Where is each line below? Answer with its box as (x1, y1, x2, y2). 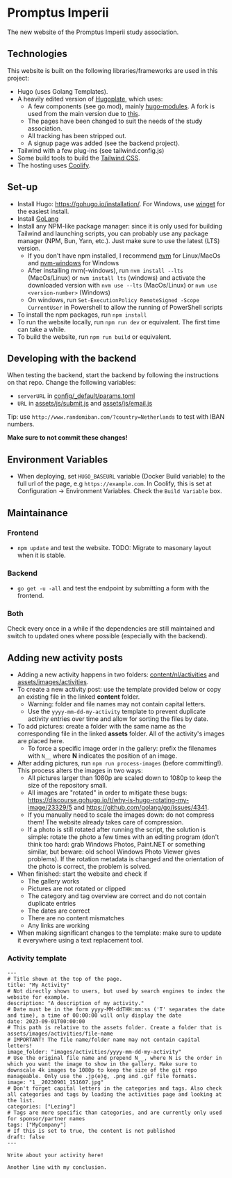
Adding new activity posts (7, 652, 123, 664)
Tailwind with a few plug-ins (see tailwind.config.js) (17, 146, 165, 154)
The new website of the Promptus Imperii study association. (7, 28, 179, 36)
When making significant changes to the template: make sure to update (17, 929, 222, 937)
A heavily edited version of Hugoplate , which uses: (17, 94, 163, 103)
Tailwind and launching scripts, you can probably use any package (17, 229, 208, 238)
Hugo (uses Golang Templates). (17, 87, 108, 95)
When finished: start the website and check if (17, 870, 148, 878)
